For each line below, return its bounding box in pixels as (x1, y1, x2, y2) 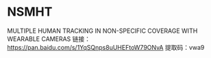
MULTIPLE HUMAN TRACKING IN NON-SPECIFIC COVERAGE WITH (7, 27, 198, 35)
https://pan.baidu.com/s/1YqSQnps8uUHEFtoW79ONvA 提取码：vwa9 (7, 43, 205, 51)
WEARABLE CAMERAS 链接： (7, 35, 91, 43)
